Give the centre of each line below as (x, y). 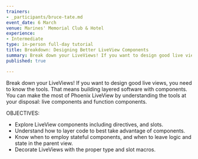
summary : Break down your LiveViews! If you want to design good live (95, 55)
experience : (21, 34)
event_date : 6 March (32, 22)
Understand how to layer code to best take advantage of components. (100, 131)
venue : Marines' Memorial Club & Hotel (55, 28)
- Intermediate (25, 39)
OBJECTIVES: (23, 113)
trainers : (18, 11)
